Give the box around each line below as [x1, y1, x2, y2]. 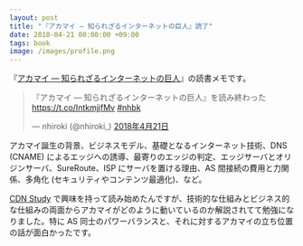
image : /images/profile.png [9, 47, 116, 56]
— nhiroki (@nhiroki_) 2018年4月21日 [31, 121, 169, 132]
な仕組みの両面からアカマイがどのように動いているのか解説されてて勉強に [9, 204, 287, 215]
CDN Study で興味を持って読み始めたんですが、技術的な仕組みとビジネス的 [9, 194, 290, 204]
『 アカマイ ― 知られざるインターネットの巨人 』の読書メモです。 [9, 73, 251, 84]
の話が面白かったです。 [9, 227, 97, 238]
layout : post [9, 13, 59, 23]
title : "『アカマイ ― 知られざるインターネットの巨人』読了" [9, 22, 213, 31]
